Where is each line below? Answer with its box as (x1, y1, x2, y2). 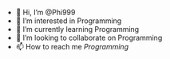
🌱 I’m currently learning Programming (15, 25, 140, 33)
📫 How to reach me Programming (15, 42, 129, 51)
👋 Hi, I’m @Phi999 (15, 8, 76, 17)
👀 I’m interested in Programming (15, 16, 122, 26)
